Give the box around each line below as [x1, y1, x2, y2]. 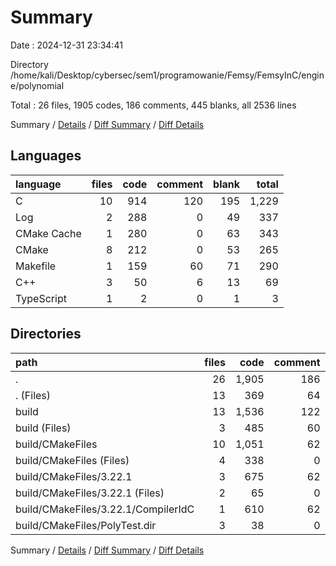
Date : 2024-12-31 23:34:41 [10, 39, 123, 51]
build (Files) [15, 421, 72, 435]
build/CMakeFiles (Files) [15, 453, 130, 467]
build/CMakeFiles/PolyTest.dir [15, 518, 157, 532]
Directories [10, 326, 82, 343]
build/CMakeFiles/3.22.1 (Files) [15, 486, 165, 500]
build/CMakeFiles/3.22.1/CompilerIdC [15, 502, 195, 516]
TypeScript [15, 291, 67, 305]
